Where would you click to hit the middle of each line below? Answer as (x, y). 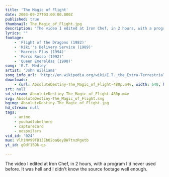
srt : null (16, 89)
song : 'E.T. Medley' (27, 66)
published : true (22, 19)
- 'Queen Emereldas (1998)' (44, 61)
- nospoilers (28, 131)
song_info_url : (21, 75)
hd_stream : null (22, 108)
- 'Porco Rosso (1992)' (39, 56)
